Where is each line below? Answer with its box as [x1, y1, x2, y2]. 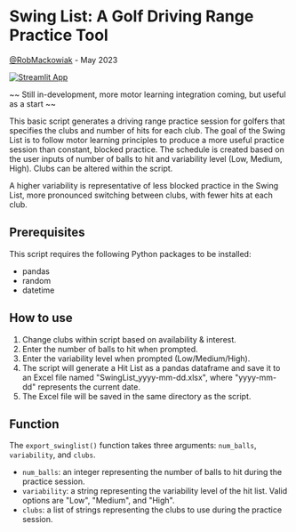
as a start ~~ [9, 98, 56, 109]
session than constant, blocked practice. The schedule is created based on [9, 144, 284, 155]
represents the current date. [37, 381, 140, 392]
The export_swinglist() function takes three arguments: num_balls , [9, 440, 257, 451]
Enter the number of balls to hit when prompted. [21, 343, 198, 354]
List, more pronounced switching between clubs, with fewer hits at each [9, 189, 274, 200]
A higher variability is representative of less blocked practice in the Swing [9, 180, 279, 190]
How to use [9, 310, 73, 326]
